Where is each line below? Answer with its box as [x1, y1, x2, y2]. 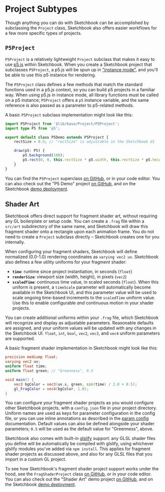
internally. [5, 239, 26, 245]
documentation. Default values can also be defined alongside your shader [5, 421, 155, 427]
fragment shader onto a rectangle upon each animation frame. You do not [5, 229, 154, 234]
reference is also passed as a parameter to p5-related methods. [5, 102, 134, 108]
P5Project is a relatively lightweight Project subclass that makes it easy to [5, 56, 155, 62]
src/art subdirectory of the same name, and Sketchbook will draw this [5, 224, 148, 230]
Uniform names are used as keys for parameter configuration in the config [5, 410, 156, 416]
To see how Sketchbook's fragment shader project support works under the [5, 466, 159, 472]
